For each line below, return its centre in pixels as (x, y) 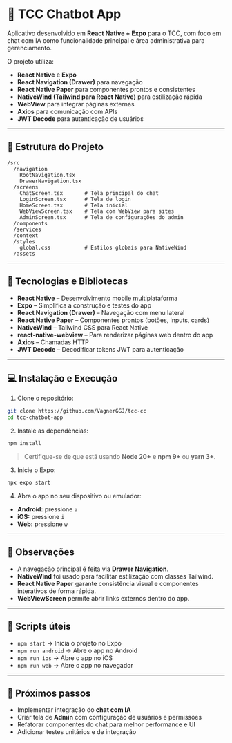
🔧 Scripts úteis (39, 627)
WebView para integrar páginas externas (76, 104)
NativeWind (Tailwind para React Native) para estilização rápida (109, 97)
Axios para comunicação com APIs (67, 111)
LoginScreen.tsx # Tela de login (75, 199)
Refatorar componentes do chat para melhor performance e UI (106, 724)
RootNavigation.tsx (48, 175)
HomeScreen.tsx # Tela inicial (74, 205)
